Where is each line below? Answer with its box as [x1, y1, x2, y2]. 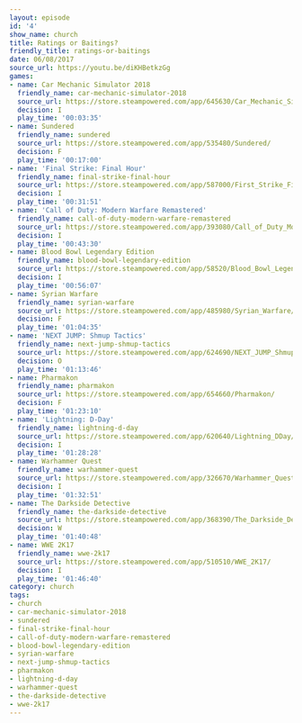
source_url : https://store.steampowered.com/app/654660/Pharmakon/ [17, 390, 276, 399]
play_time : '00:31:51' [17, 197, 102, 207]
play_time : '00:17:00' [17, 155, 102, 165]
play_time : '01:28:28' [17, 448, 102, 457]
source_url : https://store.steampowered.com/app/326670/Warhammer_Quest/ [17, 474, 299, 483]
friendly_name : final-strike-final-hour [17, 172, 171, 181]
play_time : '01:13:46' [17, 365, 102, 374]
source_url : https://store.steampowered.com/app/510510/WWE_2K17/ [17, 557, 271, 566]
